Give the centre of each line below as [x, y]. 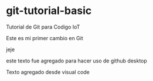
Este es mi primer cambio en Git [45, 38]
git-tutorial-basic [49, 11]
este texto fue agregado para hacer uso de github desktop [77, 61]
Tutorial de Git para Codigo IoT [43, 27]
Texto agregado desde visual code [48, 72]
